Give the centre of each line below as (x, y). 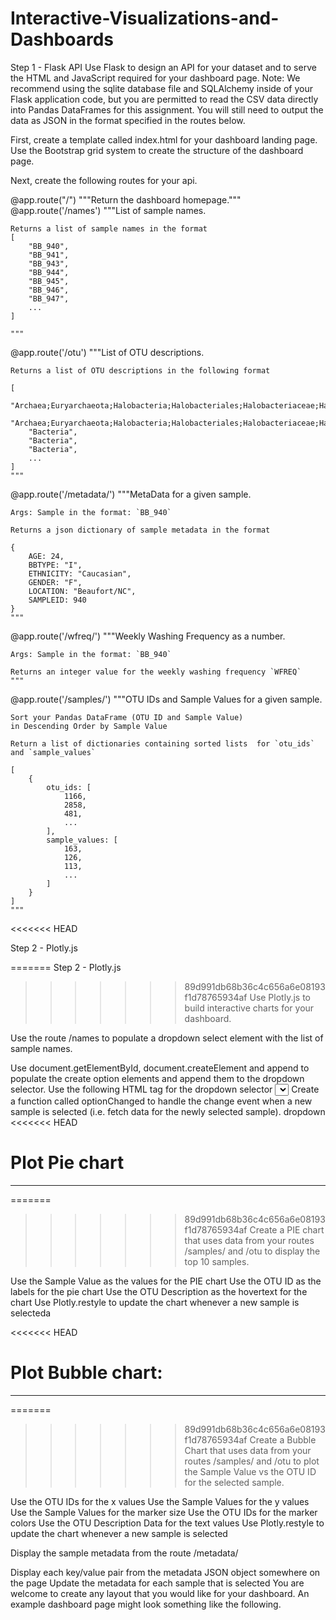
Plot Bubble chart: (86, 1373)
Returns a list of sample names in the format (109, 228)
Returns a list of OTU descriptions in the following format (140, 370)
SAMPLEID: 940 (57, 600)
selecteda (31, 1313)
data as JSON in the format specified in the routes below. (128, 120)
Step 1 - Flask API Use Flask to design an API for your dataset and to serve (163, 67)
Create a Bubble (283, 1439)
